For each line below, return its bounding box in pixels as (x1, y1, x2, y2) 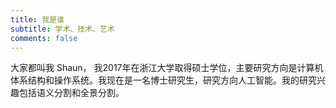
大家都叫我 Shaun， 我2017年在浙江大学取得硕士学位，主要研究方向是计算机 (10, 62, 324, 74)
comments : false (10, 33, 78, 43)
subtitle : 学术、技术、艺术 (10, 24, 115, 34)
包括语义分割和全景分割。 (18, 87, 125, 99)
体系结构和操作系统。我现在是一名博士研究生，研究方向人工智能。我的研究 (10, 74, 317, 86)
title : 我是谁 (10, 14, 65, 25)
